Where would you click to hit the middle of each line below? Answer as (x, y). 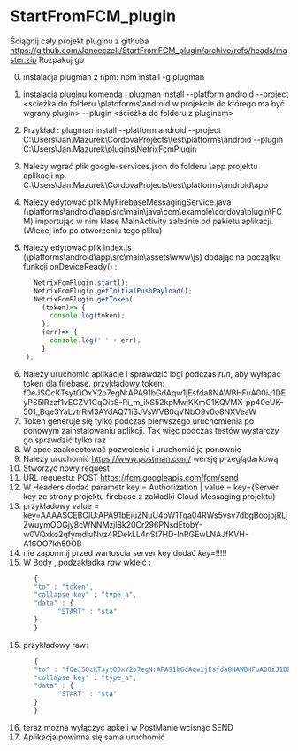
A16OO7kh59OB (52, 544)
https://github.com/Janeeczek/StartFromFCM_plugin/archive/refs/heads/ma (149, 50)
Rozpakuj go (62, 59)
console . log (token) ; (87, 316)
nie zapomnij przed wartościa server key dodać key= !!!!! (125, 552)
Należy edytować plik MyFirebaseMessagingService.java (127, 202)
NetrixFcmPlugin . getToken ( (83, 299)
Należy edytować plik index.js (77, 247)
